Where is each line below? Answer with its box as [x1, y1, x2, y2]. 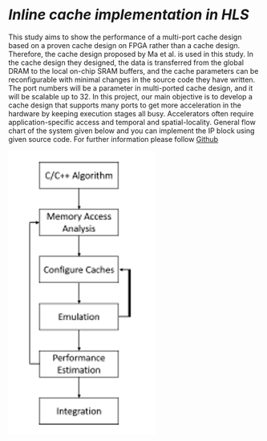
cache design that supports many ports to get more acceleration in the [8, 100, 242, 110]
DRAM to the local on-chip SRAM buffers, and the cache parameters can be [8, 66, 259, 75]
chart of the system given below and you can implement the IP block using [8, 126, 255, 136]
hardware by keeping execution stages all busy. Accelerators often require [8, 108, 254, 118]
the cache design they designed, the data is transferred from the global [8, 58, 245, 67]
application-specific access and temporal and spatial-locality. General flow [8, 117, 257, 127]
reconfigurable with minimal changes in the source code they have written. [8, 75, 256, 84]
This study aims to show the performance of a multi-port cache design [8, 32, 242, 42]
